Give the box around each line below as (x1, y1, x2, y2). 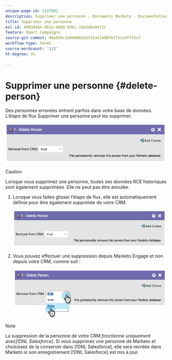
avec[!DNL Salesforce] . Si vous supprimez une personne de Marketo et (5, 338, 156, 344)
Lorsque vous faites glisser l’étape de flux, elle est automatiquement (12, 194, 157, 200)
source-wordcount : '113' (5, 46, 58, 51)
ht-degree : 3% (5, 51, 36, 56)
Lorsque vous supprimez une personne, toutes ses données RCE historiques (5, 178, 167, 185)
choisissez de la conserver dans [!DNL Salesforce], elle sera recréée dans (5, 344, 161, 350)
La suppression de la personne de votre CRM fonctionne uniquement (5, 332, 151, 338)
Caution (5, 168, 22, 174)
